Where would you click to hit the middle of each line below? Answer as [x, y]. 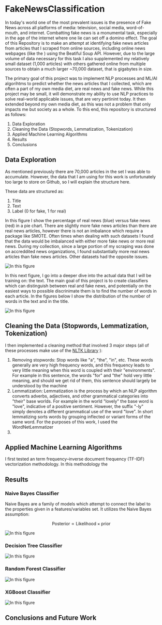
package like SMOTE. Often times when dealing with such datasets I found [79, 236]
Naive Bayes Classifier [32, 493]
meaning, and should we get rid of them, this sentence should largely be [84, 381]
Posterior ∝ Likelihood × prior [81, 524]
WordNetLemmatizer [33, 427]
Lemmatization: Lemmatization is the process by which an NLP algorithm [84, 391]
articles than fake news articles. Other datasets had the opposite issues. [77, 257]
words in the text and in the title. [37, 301]
